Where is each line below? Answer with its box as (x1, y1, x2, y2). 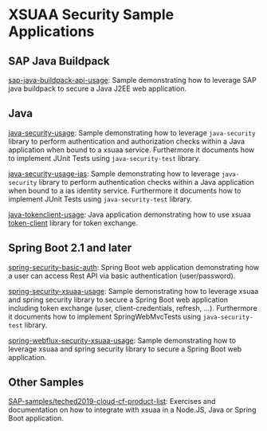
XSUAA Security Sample (8, 6, 174, 24)
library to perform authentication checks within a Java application (38, 177, 255, 186)
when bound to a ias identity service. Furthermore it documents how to (8, 186, 241, 195)
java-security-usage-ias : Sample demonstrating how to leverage (8, 169, 220, 178)
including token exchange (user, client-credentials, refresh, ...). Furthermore (8, 303, 257, 312)
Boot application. (8, 413, 64, 423)
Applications (8, 22, 95, 41)
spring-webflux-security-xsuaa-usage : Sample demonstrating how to (8, 335, 237, 345)
